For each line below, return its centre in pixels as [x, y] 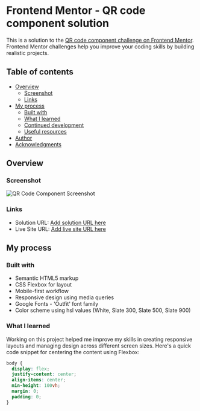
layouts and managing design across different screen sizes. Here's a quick [99, 346]
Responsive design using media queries [64, 297]
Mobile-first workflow [42, 291]
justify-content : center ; [44, 374]
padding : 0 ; [27, 396]
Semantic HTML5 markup [47, 278]
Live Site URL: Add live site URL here [61, 229]
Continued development [54, 125]
